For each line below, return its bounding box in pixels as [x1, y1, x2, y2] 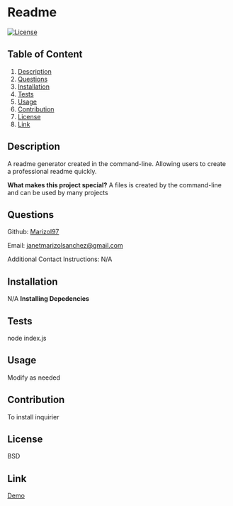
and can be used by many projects [7, 188, 108, 197]
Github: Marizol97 [7, 228, 59, 236]
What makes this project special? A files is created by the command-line [7, 180, 222, 189]
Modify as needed [7, 373, 61, 382]
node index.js [7, 334, 47, 342]
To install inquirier [7, 412, 59, 421]
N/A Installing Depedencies [7, 295, 90, 303]
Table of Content [7, 48, 83, 60]
